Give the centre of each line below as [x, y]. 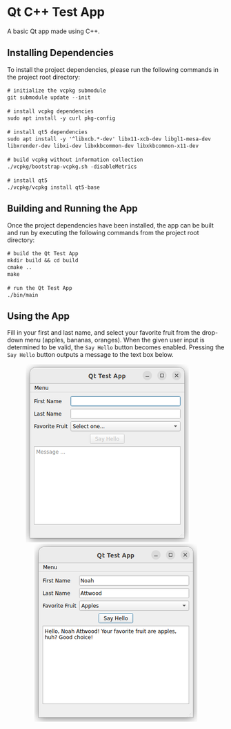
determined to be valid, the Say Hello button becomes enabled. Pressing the [116, 347]
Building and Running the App [72, 209]
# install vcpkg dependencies [51, 111]
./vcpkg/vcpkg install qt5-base [53, 187]
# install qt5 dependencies [48, 132]
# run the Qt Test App [40, 288]
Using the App [39, 316]
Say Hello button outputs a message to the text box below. [90, 355]
